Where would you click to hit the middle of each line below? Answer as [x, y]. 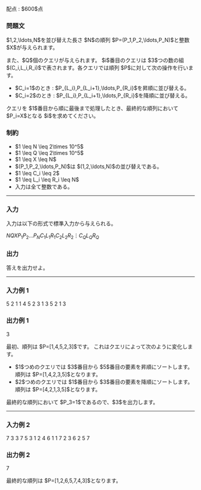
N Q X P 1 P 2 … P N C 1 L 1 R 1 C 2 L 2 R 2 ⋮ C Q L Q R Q [53, 236]
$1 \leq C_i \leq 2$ [37, 173]
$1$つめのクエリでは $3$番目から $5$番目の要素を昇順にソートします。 [104, 367]
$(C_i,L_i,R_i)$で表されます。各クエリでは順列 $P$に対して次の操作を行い [97, 68]
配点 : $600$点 [25, 9]
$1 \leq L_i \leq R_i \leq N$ [47, 180]
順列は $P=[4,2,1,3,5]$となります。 [58, 389]
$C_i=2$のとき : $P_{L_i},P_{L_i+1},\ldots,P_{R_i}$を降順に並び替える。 [103, 95]
